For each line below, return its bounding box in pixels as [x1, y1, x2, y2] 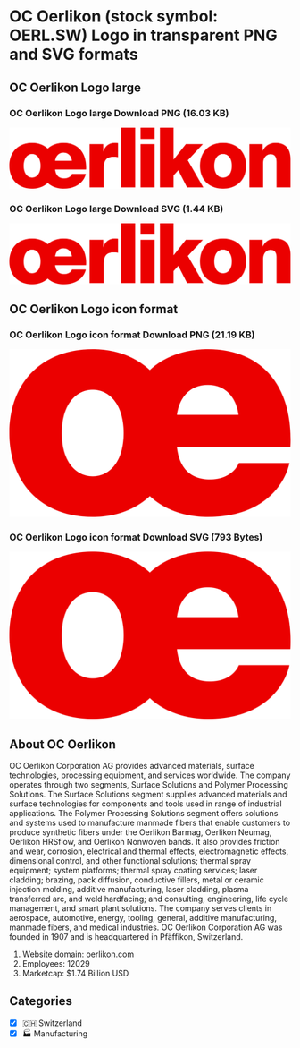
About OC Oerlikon [9, 737, 116, 752]
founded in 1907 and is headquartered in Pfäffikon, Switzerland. [9, 932, 244, 941]
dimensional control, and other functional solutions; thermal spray [9, 856, 252, 865]
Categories [9, 993, 73, 1009]
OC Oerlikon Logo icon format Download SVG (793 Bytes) [9, 531, 263, 543]
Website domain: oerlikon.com [21, 949, 135, 959]
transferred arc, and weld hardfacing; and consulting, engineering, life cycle [9, 893, 288, 904]
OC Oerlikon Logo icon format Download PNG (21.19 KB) [9, 328, 255, 341]
